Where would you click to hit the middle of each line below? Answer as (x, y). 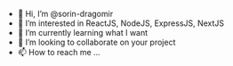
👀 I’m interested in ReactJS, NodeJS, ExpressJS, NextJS (121, 23)
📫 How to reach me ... (59, 52)
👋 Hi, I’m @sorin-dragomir (65, 14)
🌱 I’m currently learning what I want (83, 33)
